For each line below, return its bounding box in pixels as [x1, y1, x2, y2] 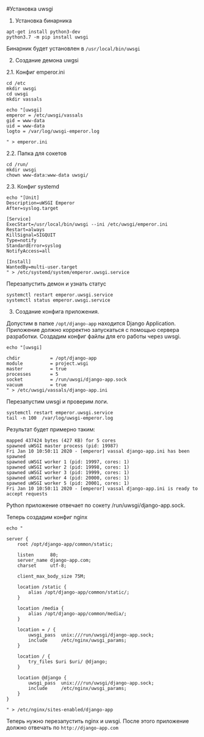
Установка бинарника [15, 17, 72, 24]
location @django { [17, 675, 67, 681]
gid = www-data [6, 118, 45, 124]
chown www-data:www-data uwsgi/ [6, 172, 89, 178]
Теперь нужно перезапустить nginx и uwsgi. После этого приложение [6, 717, 189, 725]
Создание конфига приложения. [15, 308, 100, 315]
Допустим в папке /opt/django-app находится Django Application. [6, 320, 176, 327]
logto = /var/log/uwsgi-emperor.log [6, 128, 100, 134]
